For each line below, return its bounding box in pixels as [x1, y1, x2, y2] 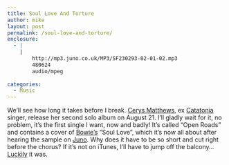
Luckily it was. [7, 150, 48, 159]
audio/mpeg [32, 68, 64, 75]
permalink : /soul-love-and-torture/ [7, 29, 113, 37]
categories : [7, 81, 42, 88]
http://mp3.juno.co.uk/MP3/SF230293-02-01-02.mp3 [32, 55, 178, 62]
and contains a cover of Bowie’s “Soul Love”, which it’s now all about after [7, 128, 217, 137]
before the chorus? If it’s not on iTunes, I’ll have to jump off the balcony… [7, 143, 214, 151]
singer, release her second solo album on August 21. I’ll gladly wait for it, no [7, 113, 223, 122]
